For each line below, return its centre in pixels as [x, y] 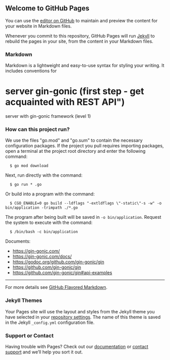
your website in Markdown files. [38, 26]
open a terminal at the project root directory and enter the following [75, 151]
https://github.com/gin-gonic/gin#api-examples [62, 273]
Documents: [18, 241]
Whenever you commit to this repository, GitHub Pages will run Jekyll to [80, 36]
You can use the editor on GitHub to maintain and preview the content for [81, 20]
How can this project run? [37, 129]
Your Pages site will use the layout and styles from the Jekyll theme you [80, 311]
